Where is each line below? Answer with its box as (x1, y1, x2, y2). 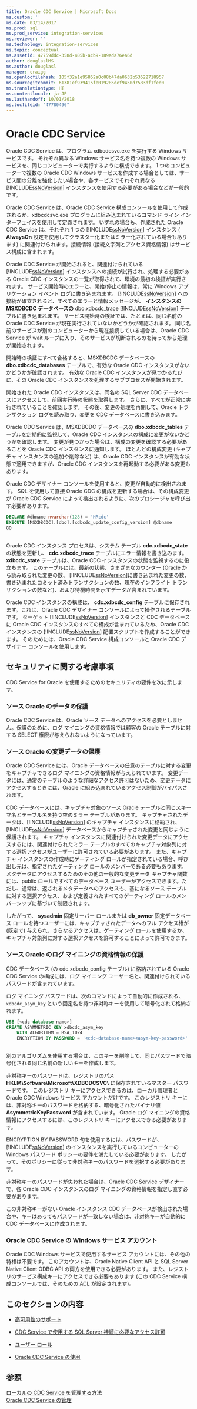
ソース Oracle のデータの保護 (6, 702, 88, 710)
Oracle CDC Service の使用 (14, 1354, 81, 1361)
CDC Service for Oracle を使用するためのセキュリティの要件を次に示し (6, 678, 178, 685)
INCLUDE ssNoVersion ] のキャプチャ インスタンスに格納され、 (30, 819, 181, 826)
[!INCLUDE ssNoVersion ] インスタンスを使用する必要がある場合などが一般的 (6, 184, 189, 192)
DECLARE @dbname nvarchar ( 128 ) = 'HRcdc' (6, 514, 109, 520)
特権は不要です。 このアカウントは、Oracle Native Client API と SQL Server (6, 1258, 189, 1265)
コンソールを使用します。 (28, 643, 90, 650)
